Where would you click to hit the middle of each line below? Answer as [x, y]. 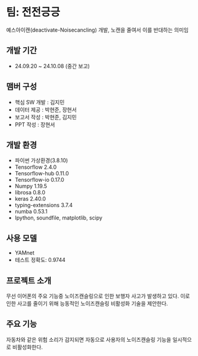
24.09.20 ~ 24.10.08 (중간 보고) [52, 66]
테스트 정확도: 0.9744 [40, 260]
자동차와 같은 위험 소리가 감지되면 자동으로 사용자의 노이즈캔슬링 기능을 [89, 339]
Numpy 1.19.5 [31, 186]
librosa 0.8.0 [30, 193]
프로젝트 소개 [29, 281]
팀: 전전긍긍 [33, 12]
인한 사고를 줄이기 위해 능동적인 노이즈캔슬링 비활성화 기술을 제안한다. [87, 304]
